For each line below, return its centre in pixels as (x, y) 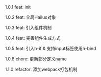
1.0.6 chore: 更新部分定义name (36, 59)
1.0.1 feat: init (18, 7)
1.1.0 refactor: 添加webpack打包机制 (41, 69)
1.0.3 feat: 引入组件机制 (28, 27)
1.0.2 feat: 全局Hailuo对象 (31, 17)
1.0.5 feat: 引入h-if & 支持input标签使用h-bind (51, 48)
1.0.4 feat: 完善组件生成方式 (33, 38)
